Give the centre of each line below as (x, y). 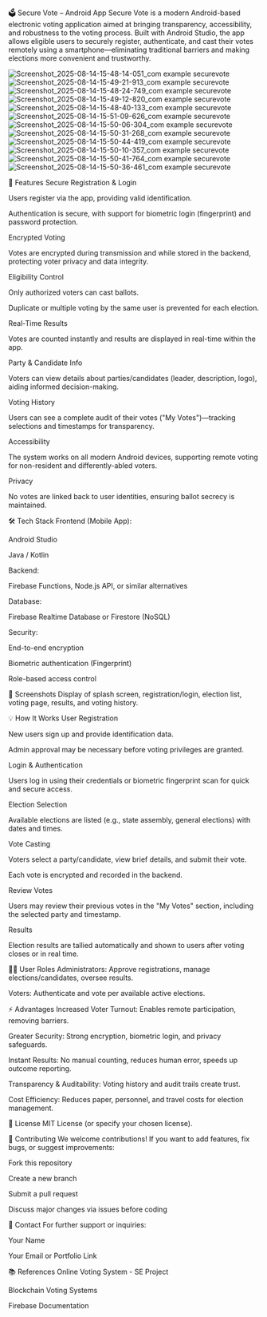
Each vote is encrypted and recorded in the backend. (96, 875)
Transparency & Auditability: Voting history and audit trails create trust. (124, 1084)
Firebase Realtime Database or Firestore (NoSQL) (89, 617)
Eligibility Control (36, 277)
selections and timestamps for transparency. (81, 426)
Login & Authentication (46, 765)
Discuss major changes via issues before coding (88, 1209)
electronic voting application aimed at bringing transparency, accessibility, (130, 24)
